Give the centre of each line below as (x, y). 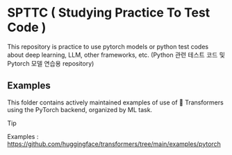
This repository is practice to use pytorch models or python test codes (108, 46)
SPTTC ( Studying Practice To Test (109, 13)
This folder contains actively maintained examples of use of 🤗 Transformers (115, 102)
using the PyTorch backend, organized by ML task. (80, 109)
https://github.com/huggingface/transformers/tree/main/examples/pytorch (114, 144)
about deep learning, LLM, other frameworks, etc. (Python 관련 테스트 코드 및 (116, 55)
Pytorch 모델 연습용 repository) (51, 63)
